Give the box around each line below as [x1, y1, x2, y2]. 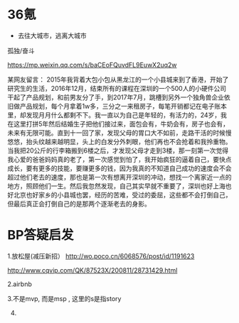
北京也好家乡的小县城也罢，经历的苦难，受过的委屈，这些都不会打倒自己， [13, 190, 232, 199]
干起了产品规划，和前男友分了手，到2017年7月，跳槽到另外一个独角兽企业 [7, 93, 224, 102]
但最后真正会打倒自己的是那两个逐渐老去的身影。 [7, 199, 151, 208]
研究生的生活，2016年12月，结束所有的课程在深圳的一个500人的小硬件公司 [7, 84, 226, 92]
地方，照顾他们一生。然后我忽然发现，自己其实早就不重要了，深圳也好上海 [7, 182, 225, 190]
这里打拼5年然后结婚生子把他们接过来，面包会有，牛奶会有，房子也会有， [13, 119, 230, 128]
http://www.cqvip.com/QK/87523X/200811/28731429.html [7, 265, 178, 274]
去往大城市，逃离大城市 [17, 31, 87, 40]
